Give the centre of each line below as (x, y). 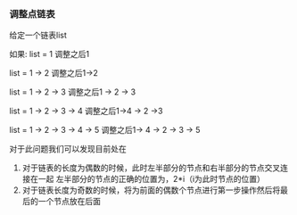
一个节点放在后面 (69, 202)
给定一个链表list (38, 35)
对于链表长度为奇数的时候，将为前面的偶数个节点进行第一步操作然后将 (151, 190)
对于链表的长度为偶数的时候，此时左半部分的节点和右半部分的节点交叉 (151, 168)
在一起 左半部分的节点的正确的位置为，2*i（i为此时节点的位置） (148, 179)
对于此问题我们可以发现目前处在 (68, 149)
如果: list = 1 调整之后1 (49, 54)
